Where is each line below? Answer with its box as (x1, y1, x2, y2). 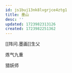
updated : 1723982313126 (5, 21, 56, 27)
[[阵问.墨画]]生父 (5, 41, 40, 47)
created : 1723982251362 (5, 26, 56, 31)
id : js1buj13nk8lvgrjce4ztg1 (5, 7, 67, 13)
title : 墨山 (5, 12, 29, 17)
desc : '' (5, 17, 24, 22)
